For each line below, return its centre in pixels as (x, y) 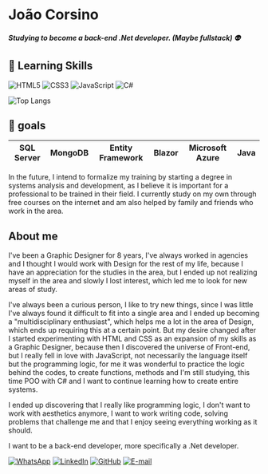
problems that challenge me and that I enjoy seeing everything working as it (133, 422)
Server (28, 158)
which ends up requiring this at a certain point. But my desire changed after (132, 330)
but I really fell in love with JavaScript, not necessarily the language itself (128, 356)
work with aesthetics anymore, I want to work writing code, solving (118, 413)
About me (33, 236)
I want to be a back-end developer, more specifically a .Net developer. (124, 446)
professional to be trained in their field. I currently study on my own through (132, 194)
